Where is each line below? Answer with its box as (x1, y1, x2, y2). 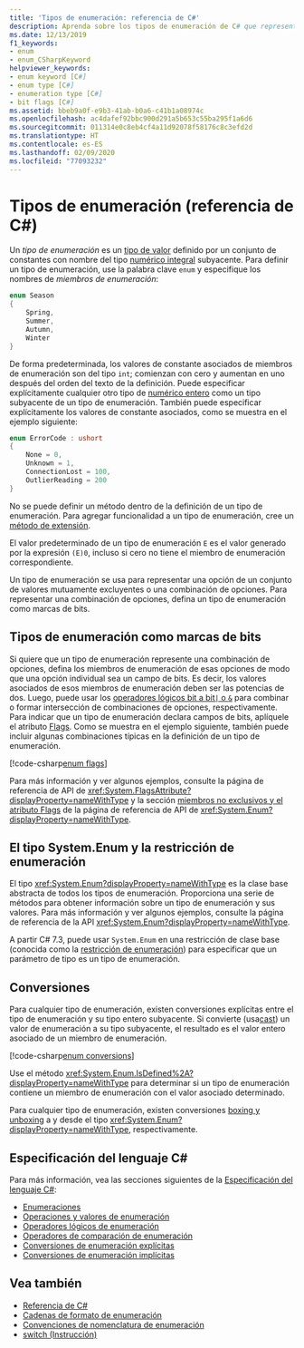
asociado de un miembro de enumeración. (9, 1033, 167, 1043)
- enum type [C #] (9, 81, 75, 90)
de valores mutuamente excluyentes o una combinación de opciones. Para (9, 584, 288, 595)
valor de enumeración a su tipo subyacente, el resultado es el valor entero (9, 1023, 286, 1034)
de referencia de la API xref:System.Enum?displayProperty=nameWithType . (9, 916, 290, 927)
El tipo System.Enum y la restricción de (9, 839, 235, 855)
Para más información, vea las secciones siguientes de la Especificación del (9, 1174, 294, 1185)
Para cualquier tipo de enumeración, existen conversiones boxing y (9, 1105, 261, 1116)
